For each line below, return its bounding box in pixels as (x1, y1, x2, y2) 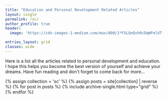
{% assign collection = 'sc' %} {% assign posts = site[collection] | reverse (5, 78, 157, 84)
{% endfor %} (5, 88, 34, 95)
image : (9, 30, 23, 35)
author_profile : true (5, 21, 50, 26)
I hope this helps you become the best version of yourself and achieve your (5, 63, 161, 69)
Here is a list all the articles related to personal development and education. (5, 58, 161, 64)
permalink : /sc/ (5, 16, 39, 21)
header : (5, 26, 21, 31)
